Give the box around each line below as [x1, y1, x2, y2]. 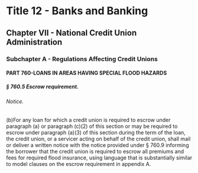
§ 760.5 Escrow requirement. [6, 83, 79, 90]
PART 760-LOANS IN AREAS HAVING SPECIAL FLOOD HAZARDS [6, 69, 167, 76]
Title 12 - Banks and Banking [6, 4, 148, 18]
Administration [6, 37, 63, 47]
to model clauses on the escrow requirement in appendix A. [6, 160, 151, 167]
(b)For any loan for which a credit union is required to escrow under [6, 116, 171, 123]
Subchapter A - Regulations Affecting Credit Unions [6, 55, 158, 63]
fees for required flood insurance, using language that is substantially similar [6, 154, 193, 161]
